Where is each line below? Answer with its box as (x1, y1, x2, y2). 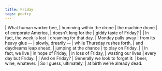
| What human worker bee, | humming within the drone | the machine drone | (5, 24, 158, 30)
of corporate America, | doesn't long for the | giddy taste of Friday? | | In (5, 30, 149, 35)
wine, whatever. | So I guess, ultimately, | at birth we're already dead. (5, 60, 143, 66)
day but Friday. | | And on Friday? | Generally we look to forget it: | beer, (5, 55, 147, 61)
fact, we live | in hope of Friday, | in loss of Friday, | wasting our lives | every (5, 50, 157, 56)
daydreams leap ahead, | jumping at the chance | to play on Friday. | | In (5, 45, 148, 51)
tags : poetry (5, 12, 31, 16)
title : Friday (5, 7, 34, 12)
